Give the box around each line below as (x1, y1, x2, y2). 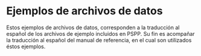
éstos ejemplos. (6, 43, 46, 50)
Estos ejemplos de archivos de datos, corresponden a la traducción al (6, 24, 180, 31)
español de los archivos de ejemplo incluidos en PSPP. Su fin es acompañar (6, 30, 195, 37)
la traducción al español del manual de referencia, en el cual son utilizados (6, 36, 192, 43)
